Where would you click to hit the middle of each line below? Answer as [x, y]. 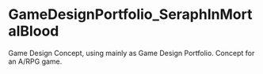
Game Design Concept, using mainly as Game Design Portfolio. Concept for [131, 53]
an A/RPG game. [35, 61]
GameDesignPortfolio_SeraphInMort [130, 15]
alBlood [34, 31]
